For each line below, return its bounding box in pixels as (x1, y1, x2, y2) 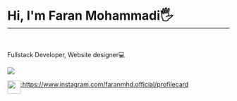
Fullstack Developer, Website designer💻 (7, 50, 126, 59)
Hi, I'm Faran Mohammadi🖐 (7, 8, 174, 24)
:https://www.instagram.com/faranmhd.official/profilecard (20, 80, 189, 88)
